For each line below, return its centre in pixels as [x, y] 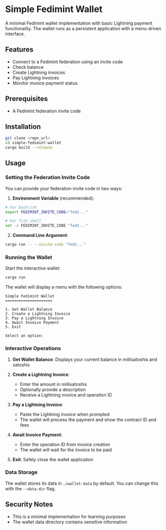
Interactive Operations [33, 348]
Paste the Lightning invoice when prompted [65, 414]
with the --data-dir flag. [30, 488]
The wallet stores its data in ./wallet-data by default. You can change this [82, 483]
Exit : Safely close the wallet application [53, 459]
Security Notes [29, 505]
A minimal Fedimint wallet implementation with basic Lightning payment [79, 23]
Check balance [28, 67]
